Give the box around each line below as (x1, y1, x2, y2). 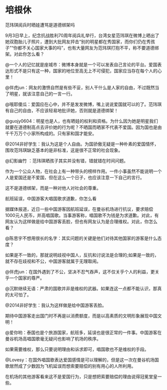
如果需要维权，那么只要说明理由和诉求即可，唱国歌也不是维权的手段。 (5, 346, 149, 352)
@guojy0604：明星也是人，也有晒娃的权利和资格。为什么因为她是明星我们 (5, 118, 158, 124)
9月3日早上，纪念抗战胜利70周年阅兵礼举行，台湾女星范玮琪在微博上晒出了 (5, 32, 160, 38)
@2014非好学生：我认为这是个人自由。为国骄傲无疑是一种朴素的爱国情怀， (5, 141, 159, 147)
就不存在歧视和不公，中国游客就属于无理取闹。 (5, 258, 101, 264)
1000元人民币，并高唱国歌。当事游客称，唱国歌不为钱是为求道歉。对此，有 (5, 212, 159, 218)
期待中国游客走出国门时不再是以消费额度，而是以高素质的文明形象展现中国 (5, 313, 158, 319)
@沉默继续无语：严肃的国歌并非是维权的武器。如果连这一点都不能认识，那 (5, 285, 158, 291)
